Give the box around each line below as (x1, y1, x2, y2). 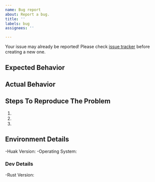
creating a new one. (5, 49, 46, 55)
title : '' (5, 16, 26, 21)
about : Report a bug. (5, 12, 50, 17)
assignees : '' (5, 26, 35, 31)
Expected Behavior (5, 63, 65, 72)
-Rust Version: (5, 172, 35, 178)
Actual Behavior (5, 80, 56, 88)
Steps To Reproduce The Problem (5, 97, 110, 106)
